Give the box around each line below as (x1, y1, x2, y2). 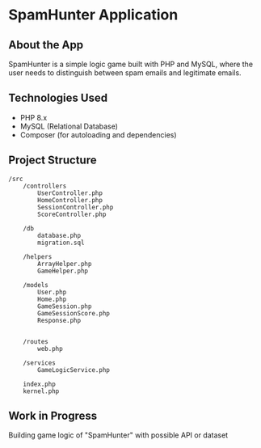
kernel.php (23, 387, 60, 395)
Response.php (37, 316, 82, 324)
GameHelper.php (37, 267, 89, 275)
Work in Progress (8, 409, 98, 423)
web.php (37, 344, 63, 353)
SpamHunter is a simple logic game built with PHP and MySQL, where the (8, 59, 253, 69)
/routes (23, 337, 48, 345)
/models (23, 281, 48, 289)
